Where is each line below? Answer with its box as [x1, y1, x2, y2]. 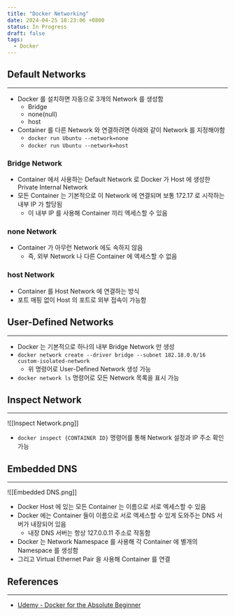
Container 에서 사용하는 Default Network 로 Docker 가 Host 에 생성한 [17, 176, 211, 184]
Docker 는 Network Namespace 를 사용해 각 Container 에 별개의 [17, 538, 198, 546]
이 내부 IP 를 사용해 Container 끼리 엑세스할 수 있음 [27, 209, 168, 217]
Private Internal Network [17, 183, 88, 192]
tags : [7, 36, 23, 43]
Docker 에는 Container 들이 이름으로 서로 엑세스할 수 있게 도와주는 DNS [17, 511, 215, 520]
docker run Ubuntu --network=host [27, 142, 129, 149]
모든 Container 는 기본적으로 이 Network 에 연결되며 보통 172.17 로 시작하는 [17, 192, 225, 200]
